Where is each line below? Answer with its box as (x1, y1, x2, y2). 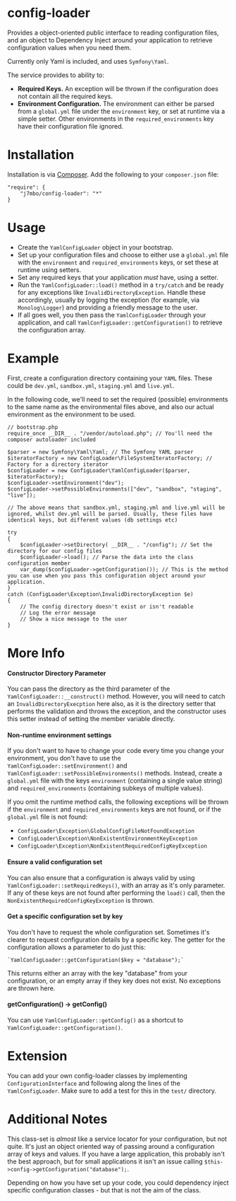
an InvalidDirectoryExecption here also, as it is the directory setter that (7, 700, 216, 708)
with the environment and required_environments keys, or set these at (17, 258, 219, 266)
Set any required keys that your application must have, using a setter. (17, 273, 218, 281)
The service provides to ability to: (7, 71, 104, 79)
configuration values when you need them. (7, 43, 132, 52)
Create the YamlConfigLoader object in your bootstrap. (17, 242, 174, 252)
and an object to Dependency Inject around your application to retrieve (7, 35, 213, 44)
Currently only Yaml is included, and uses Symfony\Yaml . (7, 57, 169, 65)
